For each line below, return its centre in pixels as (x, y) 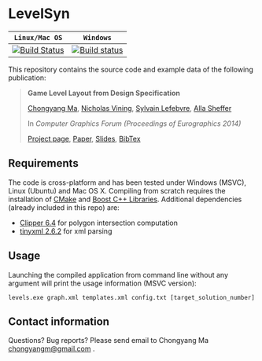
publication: (27, 77)
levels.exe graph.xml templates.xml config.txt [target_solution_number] (132, 297)
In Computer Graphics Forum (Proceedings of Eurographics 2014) (134, 123)
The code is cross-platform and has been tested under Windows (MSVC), (127, 182)
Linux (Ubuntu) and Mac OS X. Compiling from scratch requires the (117, 190)
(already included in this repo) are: (64, 207)
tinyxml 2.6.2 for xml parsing (66, 231)
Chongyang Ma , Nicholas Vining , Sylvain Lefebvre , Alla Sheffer (129, 108)
